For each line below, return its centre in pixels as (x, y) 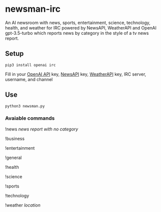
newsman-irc (33, 9)
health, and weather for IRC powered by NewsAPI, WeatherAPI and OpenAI (81, 27)
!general (13, 158)
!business (15, 138)
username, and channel (29, 79)
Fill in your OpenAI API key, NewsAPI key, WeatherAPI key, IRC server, (76, 74)
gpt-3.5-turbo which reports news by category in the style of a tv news (77, 33)
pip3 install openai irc (30, 65)
